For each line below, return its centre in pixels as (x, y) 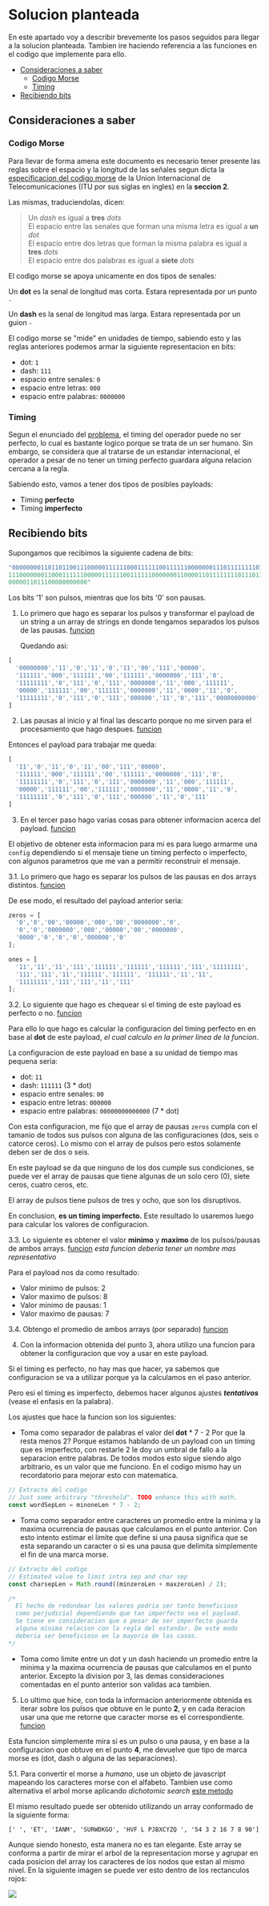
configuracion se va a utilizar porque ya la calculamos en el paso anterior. (130, 1378)
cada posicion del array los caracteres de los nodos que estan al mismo (127, 1861)
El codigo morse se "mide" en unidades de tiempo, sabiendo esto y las (125, 338)
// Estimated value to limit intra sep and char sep (98, 1576)
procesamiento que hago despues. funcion (91, 729)
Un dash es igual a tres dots (74, 218)
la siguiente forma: (39, 1814)
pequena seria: (33, 1061)
